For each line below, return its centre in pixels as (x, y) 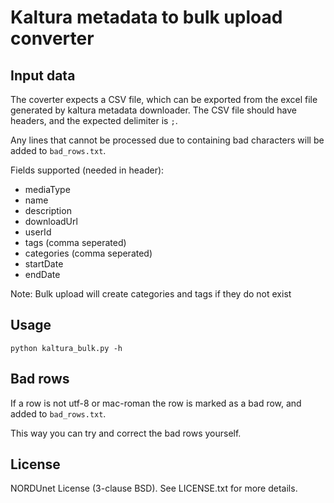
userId (38, 232)
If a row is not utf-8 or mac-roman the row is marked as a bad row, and (156, 403)
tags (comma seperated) (75, 242)
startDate (44, 264)
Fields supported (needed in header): (87, 170)
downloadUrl (51, 221)
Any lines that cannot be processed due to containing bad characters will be (167, 140)
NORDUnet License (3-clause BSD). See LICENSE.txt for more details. (154, 488)
